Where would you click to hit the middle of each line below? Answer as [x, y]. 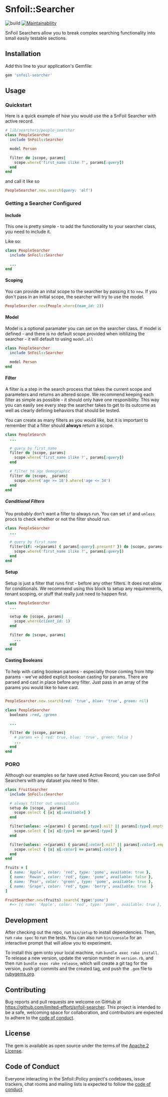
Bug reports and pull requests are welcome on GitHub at [63, 1002]
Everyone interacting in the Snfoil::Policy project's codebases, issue [75, 1078]
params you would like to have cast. [42, 687]
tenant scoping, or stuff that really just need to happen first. [66, 594]
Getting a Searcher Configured [43, 203]
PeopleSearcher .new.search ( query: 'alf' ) [49, 191]
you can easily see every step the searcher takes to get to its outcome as [80, 405]
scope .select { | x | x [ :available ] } [52, 812]
